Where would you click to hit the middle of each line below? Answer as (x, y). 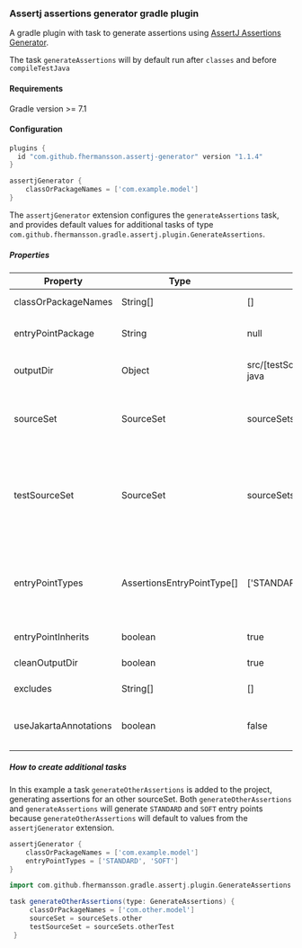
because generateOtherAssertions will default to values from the (129, 818)
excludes (33, 688)
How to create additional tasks (68, 766)
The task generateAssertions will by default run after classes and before (143, 60)
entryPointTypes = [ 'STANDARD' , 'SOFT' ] (102, 861)
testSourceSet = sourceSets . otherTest (102, 926)
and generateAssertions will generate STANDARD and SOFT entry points (136, 809)
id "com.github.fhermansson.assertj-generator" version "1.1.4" (140, 157)
